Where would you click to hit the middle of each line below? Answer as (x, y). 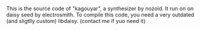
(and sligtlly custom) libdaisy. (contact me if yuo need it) (76, 21)
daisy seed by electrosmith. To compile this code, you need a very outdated (100, 15)
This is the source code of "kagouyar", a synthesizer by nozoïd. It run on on (100, 9)
